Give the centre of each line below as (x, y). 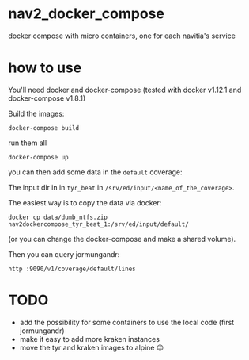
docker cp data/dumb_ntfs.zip (58, 217)
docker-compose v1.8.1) (47, 98)
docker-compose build (44, 128)
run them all (28, 143)
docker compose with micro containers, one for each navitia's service (122, 36)
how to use (45, 68)
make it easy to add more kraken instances (90, 339)
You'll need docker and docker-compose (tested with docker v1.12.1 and (125, 90)
